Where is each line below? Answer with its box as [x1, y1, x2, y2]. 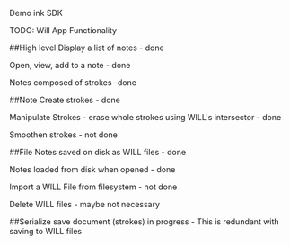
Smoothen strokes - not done [9, 129, 119, 140]
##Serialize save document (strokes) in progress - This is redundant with [9, 216, 280, 227]
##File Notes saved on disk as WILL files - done [9, 147, 187, 157]
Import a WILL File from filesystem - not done [9, 181, 178, 192]
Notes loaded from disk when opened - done [9, 164, 176, 174]
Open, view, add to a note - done [9, 60, 131, 70]
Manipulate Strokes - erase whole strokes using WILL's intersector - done [9, 112, 282, 122]
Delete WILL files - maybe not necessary [9, 199, 160, 209]
